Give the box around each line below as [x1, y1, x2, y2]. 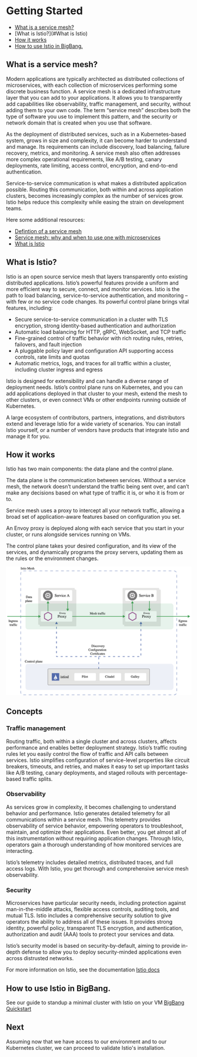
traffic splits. [22, 775, 53, 783]
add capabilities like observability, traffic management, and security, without [6, 100, 191, 107]
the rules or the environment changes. [6, 555, 99, 562]
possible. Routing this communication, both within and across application [6, 186, 183, 193]
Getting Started [6, 4, 84, 18]
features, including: [6, 304, 53, 311]
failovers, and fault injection [14, 341, 82, 348]
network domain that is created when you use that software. [6, 119, 152, 126]
